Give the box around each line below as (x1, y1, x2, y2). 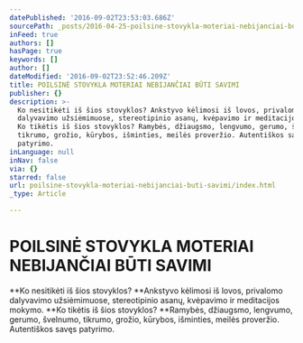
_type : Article (9, 190, 67, 199)
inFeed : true (9, 30, 59, 39)
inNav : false (9, 155, 59, 165)
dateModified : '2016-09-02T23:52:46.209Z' (9, 72, 171, 81)
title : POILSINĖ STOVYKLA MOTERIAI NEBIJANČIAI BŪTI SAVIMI (9, 80, 241, 89)
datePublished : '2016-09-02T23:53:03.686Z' (9, 13, 176, 23)
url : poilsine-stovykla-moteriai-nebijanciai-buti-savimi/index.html (9, 181, 277, 190)
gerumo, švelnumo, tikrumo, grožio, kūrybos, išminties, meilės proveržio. (9, 313, 280, 325)
